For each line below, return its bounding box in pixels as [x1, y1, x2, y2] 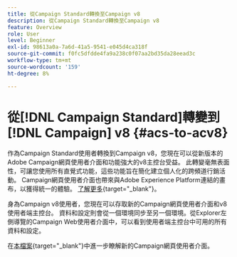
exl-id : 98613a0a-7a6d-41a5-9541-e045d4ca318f [7, 43, 148, 51]
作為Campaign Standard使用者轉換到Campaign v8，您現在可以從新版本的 [7, 149, 223, 157]
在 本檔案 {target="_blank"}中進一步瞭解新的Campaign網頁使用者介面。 [7, 241, 214, 250]
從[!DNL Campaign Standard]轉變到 [7, 109, 221, 125]
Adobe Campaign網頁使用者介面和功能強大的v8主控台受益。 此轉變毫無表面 [7, 158, 230, 167]
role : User [7, 30, 40, 38]
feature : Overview [7, 23, 62, 31]
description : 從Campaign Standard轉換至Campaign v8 [7, 17, 160, 24]
